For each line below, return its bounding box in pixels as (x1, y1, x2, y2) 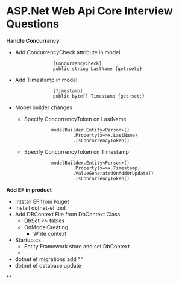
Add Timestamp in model (14, 76, 78, 83)
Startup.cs (14, 236, 41, 244)
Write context (33, 230, 67, 237)
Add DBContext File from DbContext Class (14, 210, 121, 218)
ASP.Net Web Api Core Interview (6, 4, 173, 18)
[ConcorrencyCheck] (53, 60, 102, 66)
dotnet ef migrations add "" (14, 255, 83, 263)
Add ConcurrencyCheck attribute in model (14, 48, 121, 55)
